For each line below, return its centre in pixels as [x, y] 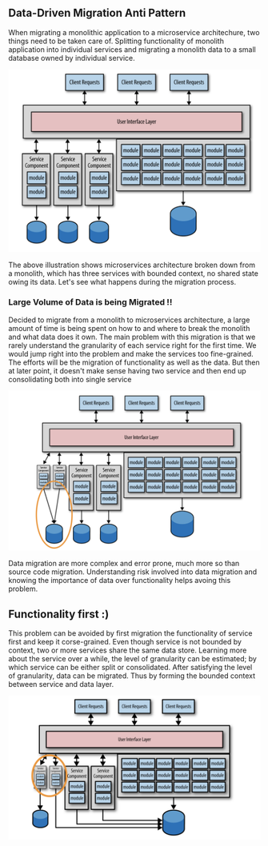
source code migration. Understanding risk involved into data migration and [133, 572]
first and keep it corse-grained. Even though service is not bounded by [125, 642]
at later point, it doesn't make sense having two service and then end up [127, 370]
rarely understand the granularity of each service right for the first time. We [132, 345]
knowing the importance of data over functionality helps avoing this [120, 581]
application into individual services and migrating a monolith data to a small [132, 49]
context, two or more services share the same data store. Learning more [128, 650]
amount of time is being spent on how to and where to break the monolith [129, 328]
